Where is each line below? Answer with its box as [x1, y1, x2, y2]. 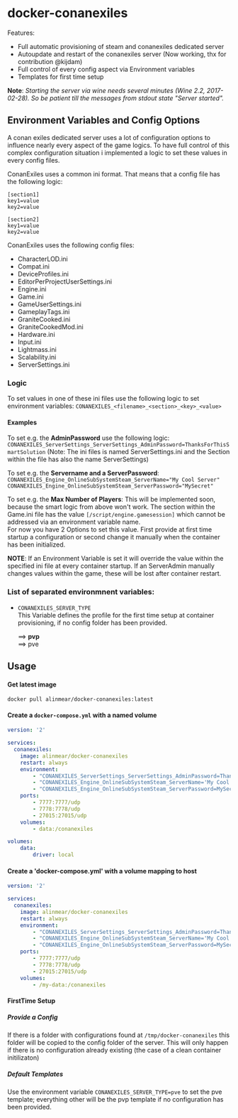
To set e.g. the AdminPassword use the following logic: [7, 434, 170, 442]
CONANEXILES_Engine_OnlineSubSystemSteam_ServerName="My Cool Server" [7, 476, 220, 484]
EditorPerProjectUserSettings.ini [17, 277, 112, 286]
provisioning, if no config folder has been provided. [17, 618, 168, 627]
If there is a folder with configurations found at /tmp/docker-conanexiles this [7, 1031, 230, 1039]
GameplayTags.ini [17, 307, 70, 316]
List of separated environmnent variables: [7, 587, 154, 597]
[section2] [7, 215, 40, 223]
